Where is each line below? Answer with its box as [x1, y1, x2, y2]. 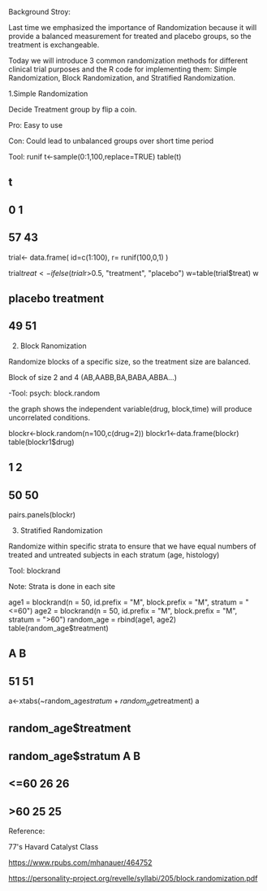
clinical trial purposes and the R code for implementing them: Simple [8, 64, 237, 74]
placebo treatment [8, 291, 104, 305]
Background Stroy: [8, 7, 71, 16]
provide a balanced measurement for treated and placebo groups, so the [8, 32, 252, 41]
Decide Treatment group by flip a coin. [8, 105, 137, 114]
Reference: [8, 826, 45, 836]
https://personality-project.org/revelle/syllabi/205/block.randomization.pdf [8, 873, 258, 883]
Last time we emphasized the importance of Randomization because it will [8, 23, 257, 32]
